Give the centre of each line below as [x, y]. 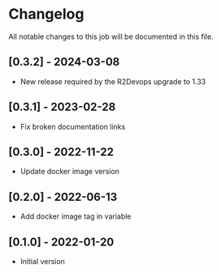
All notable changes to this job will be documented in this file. [111, 36]
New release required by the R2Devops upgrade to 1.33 [113, 81]
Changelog [46, 14]
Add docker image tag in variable [76, 216]
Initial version [42, 261]
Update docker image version [70, 172]
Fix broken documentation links [73, 126]
